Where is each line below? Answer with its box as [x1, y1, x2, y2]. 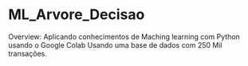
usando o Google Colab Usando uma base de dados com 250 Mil [8, 40, 223, 49]
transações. [8, 49, 48, 58]
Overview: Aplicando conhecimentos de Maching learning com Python [8, 32, 241, 41]
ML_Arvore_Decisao [8, 6, 145, 24]
